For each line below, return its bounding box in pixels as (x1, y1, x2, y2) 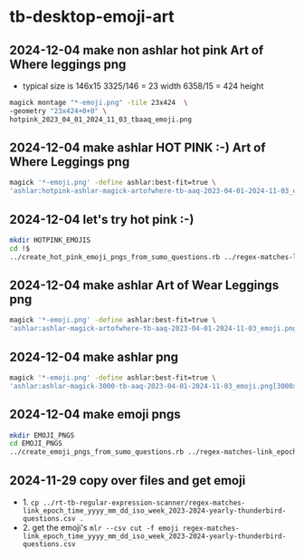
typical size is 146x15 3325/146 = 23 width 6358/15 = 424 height (22, 81, 264, 91)
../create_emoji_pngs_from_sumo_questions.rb (9, 447, 184, 457)
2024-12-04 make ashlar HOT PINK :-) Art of (9, 140, 266, 156)
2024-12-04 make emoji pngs (9, 407, 181, 422)
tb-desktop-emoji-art (9, 6, 175, 27)
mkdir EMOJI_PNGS (9, 430, 75, 440)
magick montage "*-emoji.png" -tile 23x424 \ (9, 98, 188, 107)
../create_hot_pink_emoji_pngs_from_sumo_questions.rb (9, 252, 221, 262)
